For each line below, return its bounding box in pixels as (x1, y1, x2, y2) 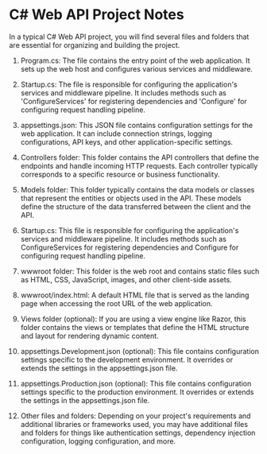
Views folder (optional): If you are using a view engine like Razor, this (20, 314, 246, 324)
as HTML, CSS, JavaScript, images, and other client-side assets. (20, 274, 233, 284)
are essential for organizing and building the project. (9, 40, 180, 49)
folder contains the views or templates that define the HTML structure (20, 322, 250, 332)
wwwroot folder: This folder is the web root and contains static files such (20, 266, 260, 276)
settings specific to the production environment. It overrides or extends (20, 387, 254, 397)
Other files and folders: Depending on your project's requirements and (20, 411, 251, 421)
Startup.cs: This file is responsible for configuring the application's (20, 225, 239, 235)
